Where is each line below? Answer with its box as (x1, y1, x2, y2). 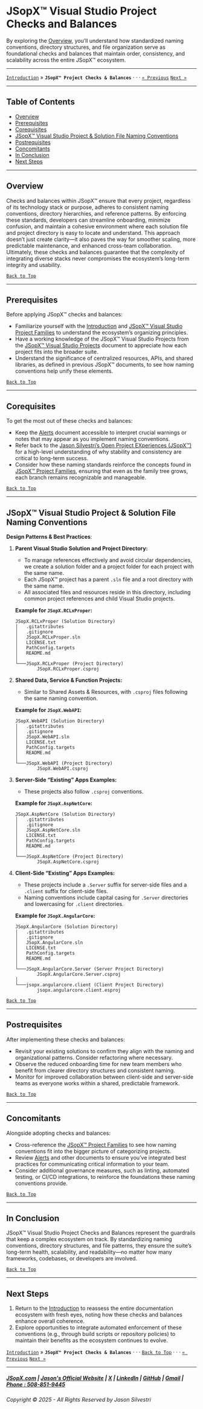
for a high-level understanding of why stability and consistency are (14, 448, 182, 455)
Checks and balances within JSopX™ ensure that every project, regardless (6, 197, 191, 204)
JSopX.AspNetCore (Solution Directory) (14, 811, 116, 817)
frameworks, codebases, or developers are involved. (6, 1255, 138, 1262)
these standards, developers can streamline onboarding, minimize (6, 216, 171, 223)
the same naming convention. (24, 695, 98, 702)
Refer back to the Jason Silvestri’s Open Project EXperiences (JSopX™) (14, 442, 192, 449)
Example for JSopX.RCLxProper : (14, 607, 92, 614)
